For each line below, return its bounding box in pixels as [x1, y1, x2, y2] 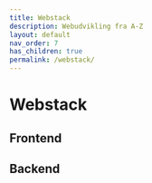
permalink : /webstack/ [9, 55, 95, 64]
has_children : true [9, 47, 83, 56]
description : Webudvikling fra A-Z [9, 22, 144, 31]
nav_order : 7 [9, 38, 59, 48]
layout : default [9, 30, 71, 39]
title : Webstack [9, 13, 71, 23]
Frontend [9, 130, 62, 146]
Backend [9, 160, 61, 177]
